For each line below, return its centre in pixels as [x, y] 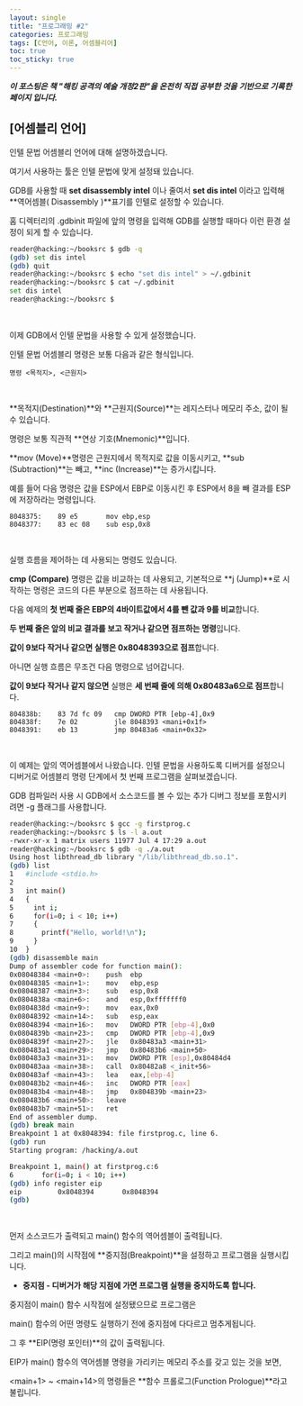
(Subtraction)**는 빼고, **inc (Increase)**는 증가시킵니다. [113, 468]
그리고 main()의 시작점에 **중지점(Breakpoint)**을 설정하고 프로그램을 [134, 1255]
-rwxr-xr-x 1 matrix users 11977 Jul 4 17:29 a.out [108, 840]
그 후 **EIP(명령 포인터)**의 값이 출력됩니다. [87, 1343]
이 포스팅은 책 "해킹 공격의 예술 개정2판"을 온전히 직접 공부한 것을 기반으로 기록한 [151, 86]
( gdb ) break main [42, 1125]
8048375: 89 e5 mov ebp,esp [80, 516]
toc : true [28, 51]
